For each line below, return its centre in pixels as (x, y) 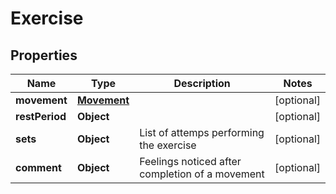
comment (38, 167)
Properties (44, 55)
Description (202, 83)
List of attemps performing (202, 132)
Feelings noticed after (190, 161)
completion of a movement (202, 174)
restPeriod (41, 116)
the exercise (168, 145)
